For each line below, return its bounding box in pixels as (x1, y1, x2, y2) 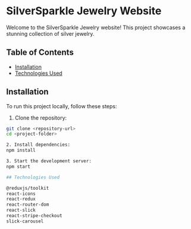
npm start (6, 164, 31, 170)
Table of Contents (6, 48, 74, 58)
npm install (6, 148, 36, 153)
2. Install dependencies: (6, 142, 70, 148)
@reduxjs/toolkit (6, 185, 49, 191)
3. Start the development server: (6, 158, 92, 164)
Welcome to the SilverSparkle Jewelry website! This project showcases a (6, 24, 186, 31)
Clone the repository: (14, 114, 67, 121)
